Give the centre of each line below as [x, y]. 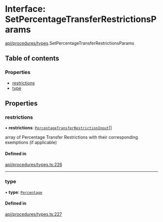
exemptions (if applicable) [31, 143]
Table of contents [32, 59]
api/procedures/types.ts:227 [33, 214]
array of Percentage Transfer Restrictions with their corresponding [72, 137]
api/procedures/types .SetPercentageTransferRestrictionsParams [70, 43]
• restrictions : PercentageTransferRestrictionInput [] [58, 128]
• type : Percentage [24, 192]
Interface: [25, 9]
